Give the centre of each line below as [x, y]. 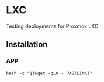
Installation [27, 44]
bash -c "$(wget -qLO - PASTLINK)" [49, 73]
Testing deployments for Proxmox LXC [52, 26]
